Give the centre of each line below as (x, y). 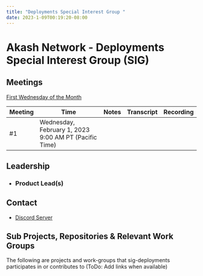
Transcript (142, 112)
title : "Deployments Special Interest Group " (66, 12)
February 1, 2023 (65, 129)
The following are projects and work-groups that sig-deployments (88, 260)
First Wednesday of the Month (44, 97)
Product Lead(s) (39, 183)
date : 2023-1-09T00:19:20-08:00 (47, 18)
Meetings (25, 82)
